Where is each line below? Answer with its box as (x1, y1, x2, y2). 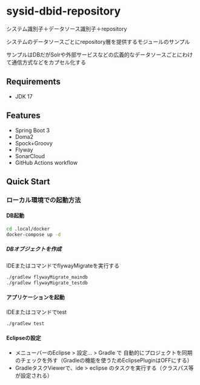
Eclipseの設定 (6, 335, 41, 342)
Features (6, 111, 41, 121)
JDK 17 (15, 92, 33, 100)
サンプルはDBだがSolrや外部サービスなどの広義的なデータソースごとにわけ (6, 50, 193, 58)
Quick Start (6, 176, 50, 187)
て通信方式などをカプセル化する (6, 58, 86, 66)
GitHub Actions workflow (15, 159, 78, 166)
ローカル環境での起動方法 (6, 196, 81, 204)
